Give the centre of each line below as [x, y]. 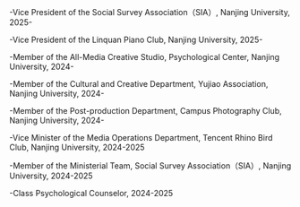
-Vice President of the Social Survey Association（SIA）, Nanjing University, [150, 12]
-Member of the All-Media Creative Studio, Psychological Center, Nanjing [145, 57]
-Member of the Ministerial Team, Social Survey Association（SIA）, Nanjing [150, 166]
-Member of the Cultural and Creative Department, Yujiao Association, [139, 84]
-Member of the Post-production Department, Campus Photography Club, [146, 111]
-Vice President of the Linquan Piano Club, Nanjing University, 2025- [136, 39]
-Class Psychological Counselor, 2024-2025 [91, 193]
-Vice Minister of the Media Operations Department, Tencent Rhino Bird [141, 138]
